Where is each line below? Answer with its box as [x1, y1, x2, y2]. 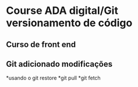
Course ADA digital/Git [6, 4, 118, 17]
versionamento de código [6, 16, 133, 30]
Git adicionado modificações [6, 59, 112, 69]
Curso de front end [6, 39, 76, 49]
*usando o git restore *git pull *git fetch [6, 74, 101, 82]
